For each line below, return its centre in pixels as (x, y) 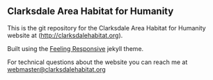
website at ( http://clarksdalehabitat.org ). (65, 35)
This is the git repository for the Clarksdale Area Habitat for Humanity (107, 28)
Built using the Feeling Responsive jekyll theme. (76, 48)
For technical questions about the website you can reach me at (97, 62)
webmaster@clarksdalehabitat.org (56, 69)
